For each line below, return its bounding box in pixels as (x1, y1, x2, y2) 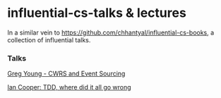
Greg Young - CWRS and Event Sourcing (7, 69, 126, 78)
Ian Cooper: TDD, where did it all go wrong (7, 83, 132, 92)
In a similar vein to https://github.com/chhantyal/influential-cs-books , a (7, 28, 215, 37)
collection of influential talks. (7, 35, 91, 44)
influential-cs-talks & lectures (7, 5, 187, 21)
